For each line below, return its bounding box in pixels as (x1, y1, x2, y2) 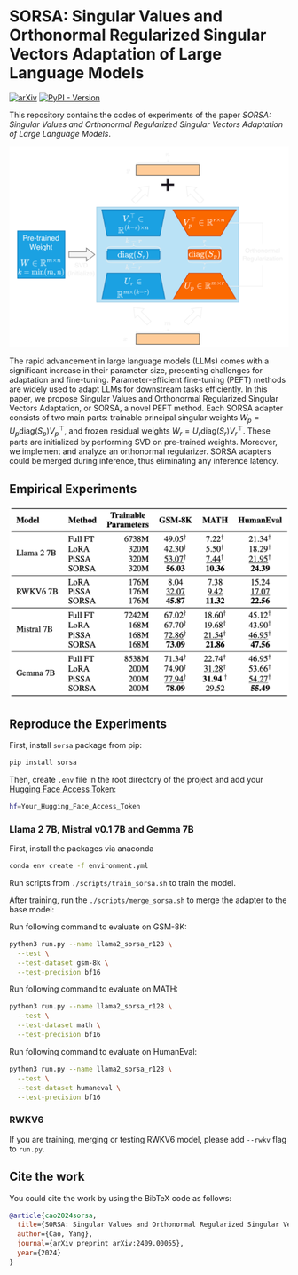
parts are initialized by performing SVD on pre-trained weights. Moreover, (9, 437, 278, 448)
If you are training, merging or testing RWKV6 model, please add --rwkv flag (9, 1134, 286, 1144)
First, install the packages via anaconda (9, 843, 154, 854)
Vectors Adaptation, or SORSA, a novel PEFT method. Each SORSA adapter (9, 402, 284, 414)
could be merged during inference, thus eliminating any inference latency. (9, 456, 279, 466)
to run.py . (9, 1144, 45, 1154)
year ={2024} (17, 1248, 62, 1258)
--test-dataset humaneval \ (17, 1083, 122, 1092)
